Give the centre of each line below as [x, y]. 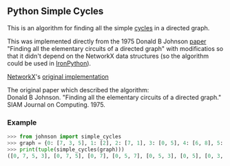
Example [22, 122]
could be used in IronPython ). [49, 63]
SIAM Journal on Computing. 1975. [56, 104]
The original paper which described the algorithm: [78, 90]
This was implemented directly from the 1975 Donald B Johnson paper [107, 41]
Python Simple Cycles [55, 11]
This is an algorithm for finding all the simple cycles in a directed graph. [108, 28]
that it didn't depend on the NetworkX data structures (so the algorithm [108, 56]
